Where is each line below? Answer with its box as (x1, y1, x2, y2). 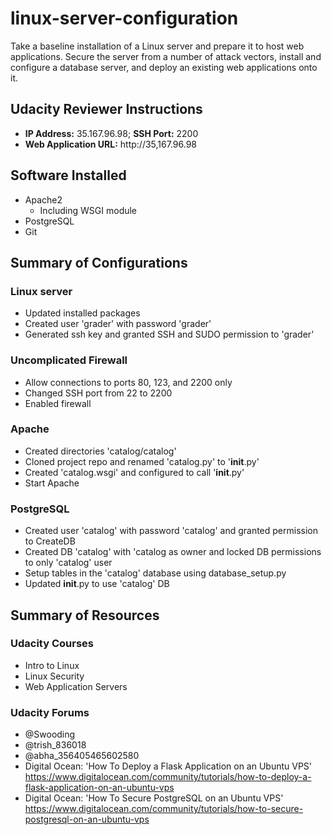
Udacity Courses (10, 637, 94, 651)
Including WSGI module (39, 204, 138, 216)
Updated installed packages (24, 307, 141, 319)
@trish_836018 (24, 739, 87, 751)
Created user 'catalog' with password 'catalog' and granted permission (24, 525, 318, 537)
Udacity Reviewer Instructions (10, 101, 203, 118)
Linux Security (24, 670, 85, 682)
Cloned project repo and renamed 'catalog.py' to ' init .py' (24, 455, 260, 467)
